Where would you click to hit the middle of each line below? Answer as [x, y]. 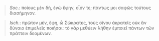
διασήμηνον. [23, 13]
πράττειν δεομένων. [31, 33]
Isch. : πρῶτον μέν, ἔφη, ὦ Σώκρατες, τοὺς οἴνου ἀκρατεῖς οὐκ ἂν [78, 23]
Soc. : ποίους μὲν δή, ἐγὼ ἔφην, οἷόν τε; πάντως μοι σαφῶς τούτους [80, 8]
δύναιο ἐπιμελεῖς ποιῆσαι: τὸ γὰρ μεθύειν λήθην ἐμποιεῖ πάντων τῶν [82, 28]
